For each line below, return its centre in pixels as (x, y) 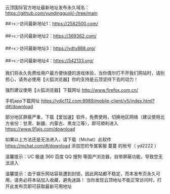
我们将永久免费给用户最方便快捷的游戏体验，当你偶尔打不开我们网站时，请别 (85, 73)
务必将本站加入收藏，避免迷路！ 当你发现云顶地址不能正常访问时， (88, 180)
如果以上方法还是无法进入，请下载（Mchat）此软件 (58, 139)
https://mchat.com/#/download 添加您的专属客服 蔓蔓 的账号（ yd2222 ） (82, 146)
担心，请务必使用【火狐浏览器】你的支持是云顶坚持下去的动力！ (72, 79)
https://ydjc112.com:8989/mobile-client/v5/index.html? (98, 101)
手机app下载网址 (23, 101)
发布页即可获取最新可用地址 (43, 186)
